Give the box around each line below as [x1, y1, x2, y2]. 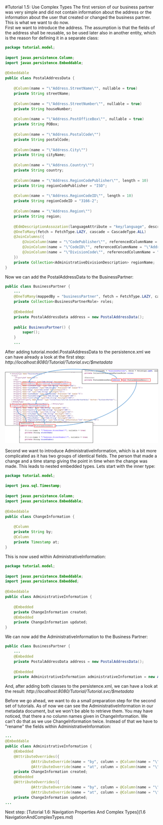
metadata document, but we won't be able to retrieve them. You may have [5, 708, 153, 714]
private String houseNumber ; [14, 106, 73, 111]
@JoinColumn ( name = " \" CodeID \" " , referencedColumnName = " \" [22, 245, 151, 249]
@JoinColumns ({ [14, 234, 45, 239]
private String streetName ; [14, 91, 70, 96]
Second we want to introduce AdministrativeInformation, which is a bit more [5, 447, 157, 453]
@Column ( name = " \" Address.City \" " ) [14, 148, 88, 152]
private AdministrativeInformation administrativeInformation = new [14, 675, 155, 679]
